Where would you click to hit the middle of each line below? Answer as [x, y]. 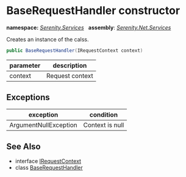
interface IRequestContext [48, 161]
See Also [23, 147]
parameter [25, 65]
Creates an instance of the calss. [48, 39]
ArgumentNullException [43, 125]
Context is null [104, 125]
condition [103, 115]
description [70, 65]
